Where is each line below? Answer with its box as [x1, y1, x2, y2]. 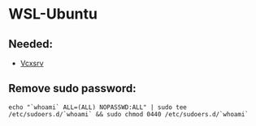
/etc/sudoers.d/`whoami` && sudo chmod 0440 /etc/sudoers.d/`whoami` [8, 110, 249, 118]
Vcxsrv [20, 58, 44, 68]
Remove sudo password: [8, 82, 137, 95]
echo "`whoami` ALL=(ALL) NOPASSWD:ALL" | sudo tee [8, 103, 187, 111]
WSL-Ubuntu [8, 5, 98, 23]
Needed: [8, 37, 54, 51]
